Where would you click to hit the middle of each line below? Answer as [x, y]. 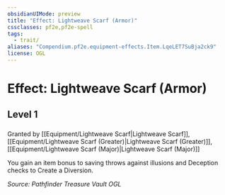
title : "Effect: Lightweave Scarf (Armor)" [73, 21]
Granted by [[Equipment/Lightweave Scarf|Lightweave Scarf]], [99, 134]
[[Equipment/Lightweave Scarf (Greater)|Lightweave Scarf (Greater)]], [110, 142]
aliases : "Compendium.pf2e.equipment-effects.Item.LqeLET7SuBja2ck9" [112, 47]
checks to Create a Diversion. [50, 170]
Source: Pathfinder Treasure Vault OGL [64, 184]
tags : [15, 34]
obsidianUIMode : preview [44, 14]
